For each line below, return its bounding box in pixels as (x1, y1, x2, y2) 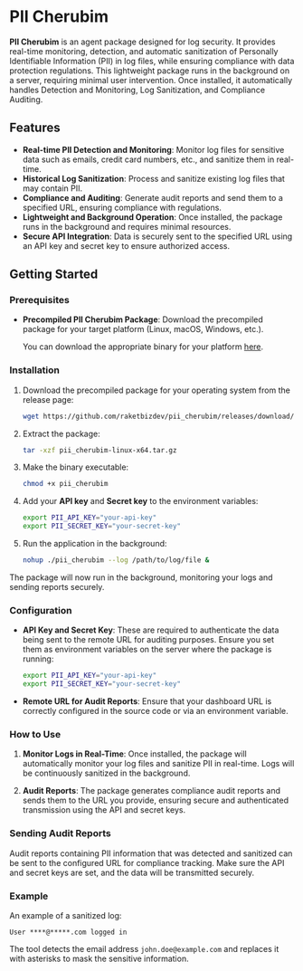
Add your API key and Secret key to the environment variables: (22, 496, 259, 507)
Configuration (9, 604, 72, 616)
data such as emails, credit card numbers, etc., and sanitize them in (22, 154, 275, 165)
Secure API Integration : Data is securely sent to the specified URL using (22, 231, 293, 242)
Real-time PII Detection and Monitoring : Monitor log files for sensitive (22, 144, 285, 155)
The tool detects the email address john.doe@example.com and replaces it (9, 943, 279, 954)
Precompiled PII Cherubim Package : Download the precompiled (22, 314, 264, 325)
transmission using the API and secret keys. (22, 804, 186, 815)
